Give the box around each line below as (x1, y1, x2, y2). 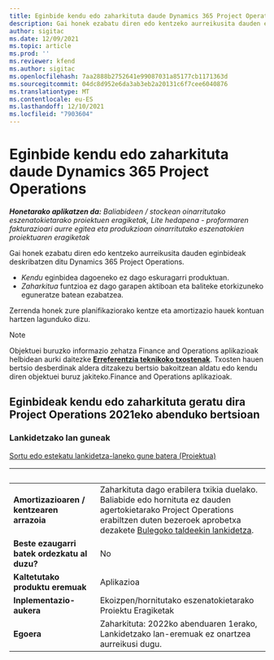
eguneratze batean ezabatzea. (20, 289, 124, 299)
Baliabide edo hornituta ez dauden (99, 493, 231, 505)
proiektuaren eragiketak (9, 232, 90, 242)
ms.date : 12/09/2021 (9, 34, 80, 43)
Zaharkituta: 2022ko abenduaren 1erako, (99, 618, 258, 629)
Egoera (13, 627, 41, 639)
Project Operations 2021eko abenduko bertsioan (9, 408, 260, 422)
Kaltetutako (13, 571, 60, 582)
